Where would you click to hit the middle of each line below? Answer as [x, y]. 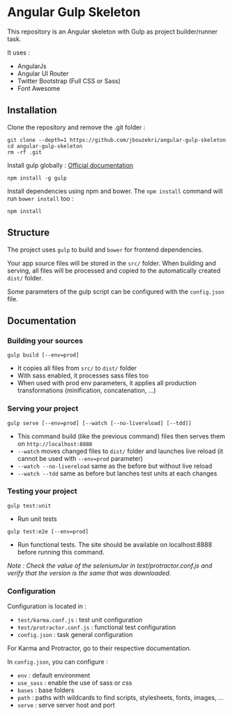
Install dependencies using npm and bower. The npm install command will [115, 191]
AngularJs [32, 66]
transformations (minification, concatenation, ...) [87, 391]
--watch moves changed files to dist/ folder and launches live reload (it [120, 451]
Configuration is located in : [47, 606]
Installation [32, 110]
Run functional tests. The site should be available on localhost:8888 [115, 544]
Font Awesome [39, 88]
